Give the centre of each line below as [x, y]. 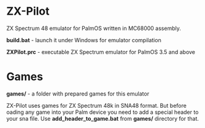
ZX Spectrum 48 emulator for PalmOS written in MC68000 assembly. [94, 28]
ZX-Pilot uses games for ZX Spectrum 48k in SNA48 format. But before [97, 105]
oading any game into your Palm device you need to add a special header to [102, 112]
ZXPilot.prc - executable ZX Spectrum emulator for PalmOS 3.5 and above [101, 52]
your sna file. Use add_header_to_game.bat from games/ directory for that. [103, 118]
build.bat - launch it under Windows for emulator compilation [84, 40]
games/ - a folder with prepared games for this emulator [78, 94]
